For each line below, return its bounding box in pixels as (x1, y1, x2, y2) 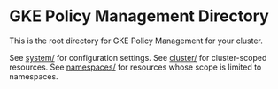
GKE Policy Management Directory (9, 6, 269, 26)
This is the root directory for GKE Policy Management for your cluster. (9, 35, 264, 46)
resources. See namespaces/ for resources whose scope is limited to (9, 62, 262, 72)
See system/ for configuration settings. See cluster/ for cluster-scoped (9, 52, 267, 63)
